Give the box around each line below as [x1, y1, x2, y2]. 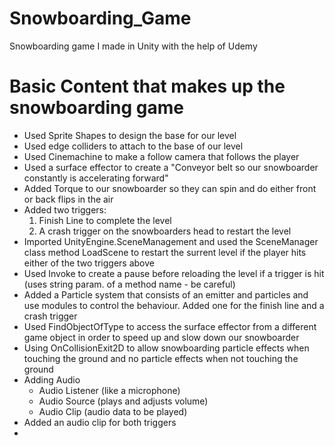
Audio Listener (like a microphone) [38, 384, 181, 396]
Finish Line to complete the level [38, 214, 172, 226]
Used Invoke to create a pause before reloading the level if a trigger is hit [23, 267, 325, 279]
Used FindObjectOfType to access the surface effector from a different [23, 320, 317, 332]
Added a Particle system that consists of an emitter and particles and [23, 288, 309, 301]
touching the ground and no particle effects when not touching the [23, 352, 299, 364]
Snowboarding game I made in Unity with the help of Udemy [9, 40, 258, 52]
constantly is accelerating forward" [23, 172, 169, 184]
